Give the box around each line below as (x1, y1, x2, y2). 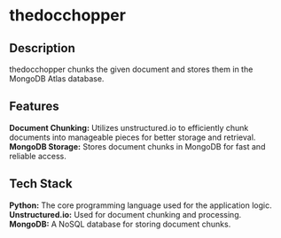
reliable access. (9, 150, 66, 161)
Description (9, 41, 75, 56)
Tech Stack (9, 176, 73, 191)
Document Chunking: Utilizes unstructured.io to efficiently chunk (9, 122, 249, 133)
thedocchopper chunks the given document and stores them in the (9, 64, 254, 74)
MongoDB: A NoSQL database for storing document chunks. (9, 219, 231, 229)
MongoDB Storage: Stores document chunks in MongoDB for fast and (9, 141, 266, 151)
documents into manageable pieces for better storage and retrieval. (9, 132, 256, 142)
